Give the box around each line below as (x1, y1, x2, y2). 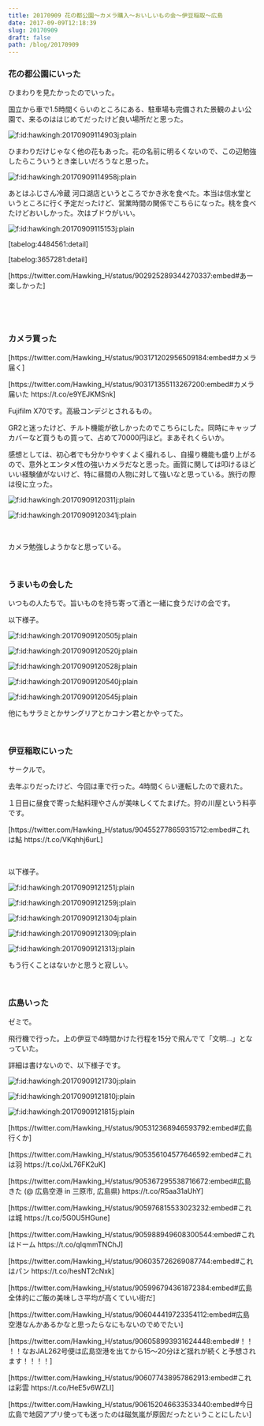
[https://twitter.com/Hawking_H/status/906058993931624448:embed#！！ (8, 1336, 254, 1345)
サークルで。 (8, 765, 50, 774)
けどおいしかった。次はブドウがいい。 (14, 209, 139, 218)
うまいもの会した (8, 578, 73, 589)
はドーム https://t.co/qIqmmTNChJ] (8, 1240, 124, 1249)
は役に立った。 (8, 479, 57, 488)
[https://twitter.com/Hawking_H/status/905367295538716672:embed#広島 (8, 1176, 252, 1186)
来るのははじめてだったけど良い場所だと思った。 (28, 115, 188, 124)
